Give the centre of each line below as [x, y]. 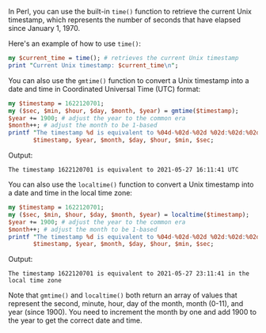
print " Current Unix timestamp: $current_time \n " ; [93, 65]
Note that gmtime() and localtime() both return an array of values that [123, 295]
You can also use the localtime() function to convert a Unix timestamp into [131, 184]
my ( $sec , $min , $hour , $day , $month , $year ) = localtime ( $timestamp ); [129, 214]
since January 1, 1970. [44, 28]
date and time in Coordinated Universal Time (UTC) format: [104, 89]
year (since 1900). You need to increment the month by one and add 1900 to [133, 312]
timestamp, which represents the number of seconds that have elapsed [125, 20]
